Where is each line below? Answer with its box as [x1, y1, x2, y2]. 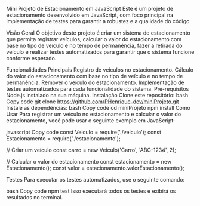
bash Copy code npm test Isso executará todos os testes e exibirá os [6, 187, 176, 195]
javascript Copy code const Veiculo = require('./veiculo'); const [6, 128, 162, 136]
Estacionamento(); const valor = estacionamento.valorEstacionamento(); [6, 164, 185, 171]
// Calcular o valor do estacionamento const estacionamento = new [6, 158, 172, 165]
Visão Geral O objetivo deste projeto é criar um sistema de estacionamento [6, 29, 191, 36]
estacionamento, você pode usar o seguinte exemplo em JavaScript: [6, 117, 175, 124]
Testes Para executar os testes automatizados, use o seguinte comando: [6, 176, 185, 183]
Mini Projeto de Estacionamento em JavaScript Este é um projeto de [6, 5, 174, 12]
